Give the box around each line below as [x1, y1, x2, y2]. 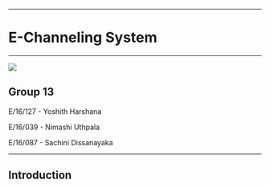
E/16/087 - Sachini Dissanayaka [8, 137, 113, 147]
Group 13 [8, 85, 55, 99]
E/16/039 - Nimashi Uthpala [8, 122, 100, 132]
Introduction [8, 169, 72, 182]
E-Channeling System [8, 29, 158, 47]
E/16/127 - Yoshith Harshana [8, 106, 102, 116]
